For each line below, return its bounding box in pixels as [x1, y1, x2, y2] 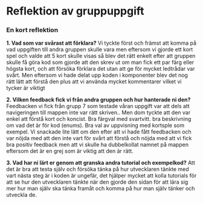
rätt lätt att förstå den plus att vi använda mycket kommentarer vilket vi [6, 78, 182, 85]
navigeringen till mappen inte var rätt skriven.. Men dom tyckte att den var [6, 109, 191, 116]
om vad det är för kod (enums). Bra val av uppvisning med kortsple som [6, 122, 185, 129]
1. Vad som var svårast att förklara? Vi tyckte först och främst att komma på [6, 39, 197, 47]
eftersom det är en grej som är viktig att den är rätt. [6, 147, 134, 155]
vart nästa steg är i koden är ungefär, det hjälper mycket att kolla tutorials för [6, 172, 197, 179]
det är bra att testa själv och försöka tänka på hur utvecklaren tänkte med [6, 166, 189, 173]
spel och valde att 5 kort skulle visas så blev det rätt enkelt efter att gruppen [6, 53, 196, 60]
